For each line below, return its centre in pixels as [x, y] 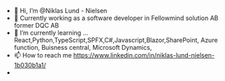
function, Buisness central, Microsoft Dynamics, [83, 47]
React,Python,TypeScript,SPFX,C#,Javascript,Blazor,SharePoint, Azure [116, 40]
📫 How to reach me [43, 55]
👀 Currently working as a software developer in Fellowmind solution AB [116, 18]
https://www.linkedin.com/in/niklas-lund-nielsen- [144, 55]
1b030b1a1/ [30, 65]
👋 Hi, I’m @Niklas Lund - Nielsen [60, 11]
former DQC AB [36, 25]
